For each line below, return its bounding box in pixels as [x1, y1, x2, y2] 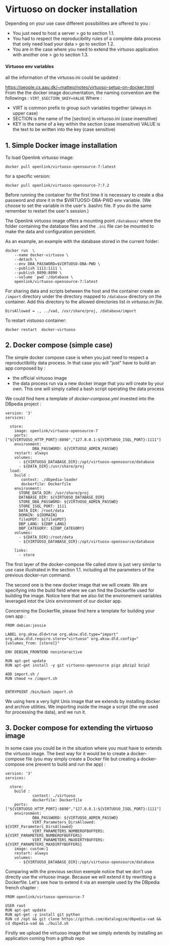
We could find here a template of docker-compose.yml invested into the [5, 395, 155, 401]
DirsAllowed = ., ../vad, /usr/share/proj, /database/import [5, 308, 137, 313]
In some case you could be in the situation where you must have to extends [5, 745, 162, 751]
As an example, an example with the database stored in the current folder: [5, 238, 159, 244]
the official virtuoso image [12, 375, 67, 381]
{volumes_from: [5, 640, 37, 646]
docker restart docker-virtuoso [5, 327, 76, 332]
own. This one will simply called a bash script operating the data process [12, 386, 164, 392]
